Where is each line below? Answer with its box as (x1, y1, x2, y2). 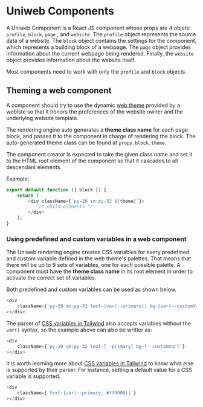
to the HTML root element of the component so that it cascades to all (6, 157, 178, 164)
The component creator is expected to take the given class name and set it (6, 150, 193, 158)
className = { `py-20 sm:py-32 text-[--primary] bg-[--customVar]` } (17, 343, 185, 350)
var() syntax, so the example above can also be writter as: (6, 326, 152, 333)
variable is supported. (6, 373, 61, 380)
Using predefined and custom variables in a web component (6, 234, 187, 243)
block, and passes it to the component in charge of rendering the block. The (6, 132, 196, 139)
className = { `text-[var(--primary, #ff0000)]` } (17, 390, 137, 396)
